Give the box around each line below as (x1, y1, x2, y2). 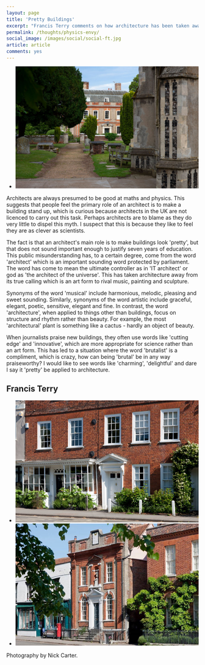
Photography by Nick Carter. (6, 652, 78, 659)
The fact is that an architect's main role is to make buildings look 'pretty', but (6, 239, 199, 246)
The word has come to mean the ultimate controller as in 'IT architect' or (6, 264, 188, 271)
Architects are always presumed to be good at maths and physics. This (6, 194, 185, 201)
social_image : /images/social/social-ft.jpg (6, 35, 121, 42)
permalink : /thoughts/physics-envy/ (6, 29, 99, 35)
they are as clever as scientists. (6, 226, 85, 234)
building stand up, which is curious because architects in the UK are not (6, 207, 187, 215)
